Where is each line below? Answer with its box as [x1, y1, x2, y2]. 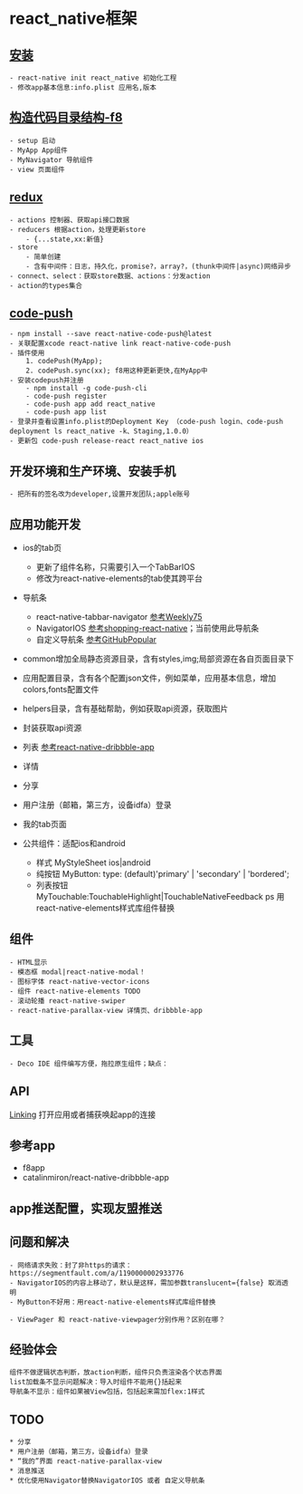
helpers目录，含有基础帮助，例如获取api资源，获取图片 [22, 703, 229, 714]
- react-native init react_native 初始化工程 [9, 73, 177, 82]
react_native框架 [9, 8, 137, 29]
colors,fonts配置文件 [22, 684, 99, 695]
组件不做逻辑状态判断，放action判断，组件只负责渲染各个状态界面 [9, 1368, 223, 1377]
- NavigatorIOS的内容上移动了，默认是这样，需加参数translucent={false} [9, 1278, 265, 1287]
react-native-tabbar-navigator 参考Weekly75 [35, 612, 203, 622]
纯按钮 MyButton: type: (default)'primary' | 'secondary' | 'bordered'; [35, 869, 289, 880]
